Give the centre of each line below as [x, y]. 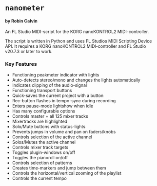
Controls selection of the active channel [52, 137]
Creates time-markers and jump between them [59, 168]
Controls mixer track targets [40, 147]
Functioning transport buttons [42, 90]
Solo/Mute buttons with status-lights [49, 126]
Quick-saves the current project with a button [58, 95]
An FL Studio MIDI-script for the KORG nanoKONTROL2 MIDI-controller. [77, 32]
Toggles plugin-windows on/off [44, 152]
